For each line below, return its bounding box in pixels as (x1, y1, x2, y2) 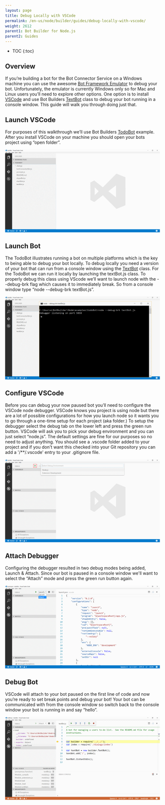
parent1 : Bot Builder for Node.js (5, 29, 76, 34)
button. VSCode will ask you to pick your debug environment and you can (5, 428, 154, 434)
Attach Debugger (5, 552, 59, 560)
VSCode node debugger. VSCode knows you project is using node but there (5, 407, 160, 413)
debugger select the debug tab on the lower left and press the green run (5, 423, 152, 429)
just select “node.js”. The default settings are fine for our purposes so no (5, 433, 152, 439)
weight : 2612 (5, 24, 32, 29)
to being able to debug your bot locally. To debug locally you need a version (5, 260, 159, 266)
